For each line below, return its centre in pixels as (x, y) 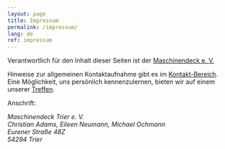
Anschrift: (22, 103)
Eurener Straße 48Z (36, 132)
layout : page (27, 14)
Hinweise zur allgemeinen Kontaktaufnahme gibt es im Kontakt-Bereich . (113, 74)
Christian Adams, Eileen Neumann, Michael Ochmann (87, 124)
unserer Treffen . (31, 89)
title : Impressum (33, 21)
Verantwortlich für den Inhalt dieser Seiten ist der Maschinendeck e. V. (111, 60)
